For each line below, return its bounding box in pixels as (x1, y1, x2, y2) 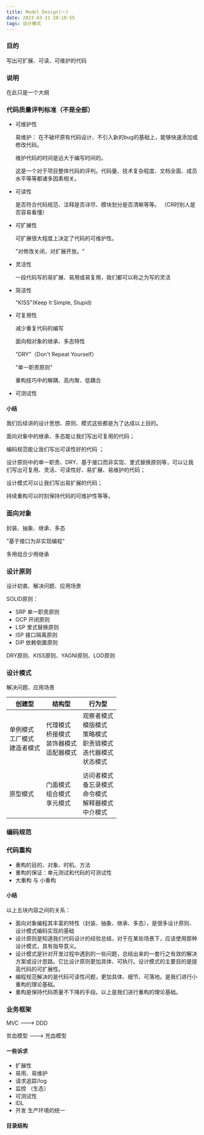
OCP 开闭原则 (15, 616, 50, 624)
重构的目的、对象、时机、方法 (15, 861, 90, 869)
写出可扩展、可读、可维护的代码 (6, 56, 87, 64)
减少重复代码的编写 (15, 325, 64, 332)
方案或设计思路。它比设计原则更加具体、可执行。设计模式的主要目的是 (15, 957, 192, 965)
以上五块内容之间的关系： (6, 906, 71, 913)
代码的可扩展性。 (20, 965, 64, 973)
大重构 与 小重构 (15, 877, 56, 884)
